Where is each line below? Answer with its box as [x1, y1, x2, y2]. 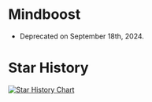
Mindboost [8, 5, 81, 24]
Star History [8, 59, 89, 77]
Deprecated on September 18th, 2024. [19, 31, 144, 41]
